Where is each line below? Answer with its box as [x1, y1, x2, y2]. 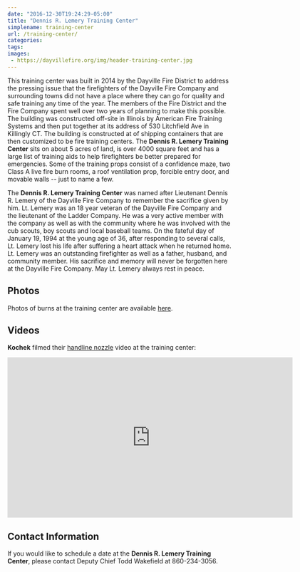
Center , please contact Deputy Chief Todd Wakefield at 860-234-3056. [7, 557, 219, 566]
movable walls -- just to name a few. [7, 175, 114, 183]
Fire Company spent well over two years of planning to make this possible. [7, 106, 227, 115]
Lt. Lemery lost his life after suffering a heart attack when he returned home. [7, 241, 232, 250]
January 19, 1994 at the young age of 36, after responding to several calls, [7, 234, 226, 242]
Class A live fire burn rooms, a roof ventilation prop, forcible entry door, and [7, 167, 229, 175]
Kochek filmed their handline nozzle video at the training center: [7, 343, 197, 352]
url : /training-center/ [7, 30, 78, 38]
